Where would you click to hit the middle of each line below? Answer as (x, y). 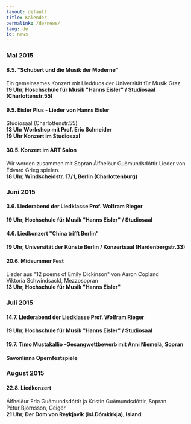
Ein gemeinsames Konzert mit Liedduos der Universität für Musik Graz (93, 83)
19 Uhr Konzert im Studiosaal (43, 136)
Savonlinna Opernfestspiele (42, 358)
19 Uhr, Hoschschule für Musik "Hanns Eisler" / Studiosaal (81, 90)
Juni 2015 (21, 192)
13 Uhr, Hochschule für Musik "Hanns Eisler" (64, 287)
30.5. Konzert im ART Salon (42, 150)
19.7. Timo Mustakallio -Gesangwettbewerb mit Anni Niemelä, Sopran (95, 344)
